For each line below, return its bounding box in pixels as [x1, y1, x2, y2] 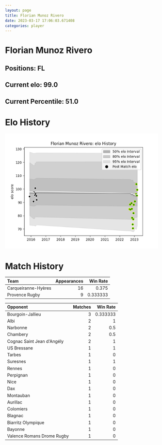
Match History [5, 260, 64, 272]
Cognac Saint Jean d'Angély [7, 338, 64, 344]
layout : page [5, 8, 32, 13]
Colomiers [7, 406, 28, 412]
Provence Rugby [7, 292, 40, 298]
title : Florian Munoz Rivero [5, 13, 64, 18]
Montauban [7, 392, 30, 398]
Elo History [5, 117, 50, 128]
